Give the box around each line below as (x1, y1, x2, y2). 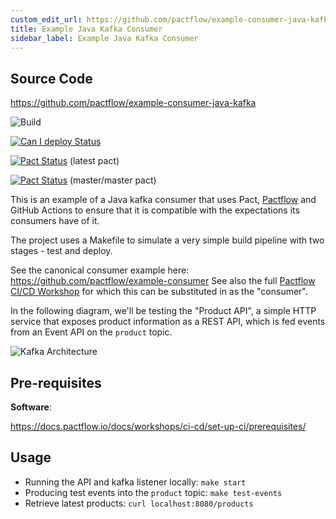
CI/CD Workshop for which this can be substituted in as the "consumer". (10, 286, 308, 298)
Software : (10, 401, 52, 413)
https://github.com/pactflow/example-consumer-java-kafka (10, 97, 257, 109)
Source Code (10, 70, 93, 87)
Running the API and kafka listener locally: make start (24, 476, 247, 488)
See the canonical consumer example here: (10, 264, 190, 276)
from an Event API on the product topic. (10, 326, 173, 338)
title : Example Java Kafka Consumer (10, 24, 163, 34)
